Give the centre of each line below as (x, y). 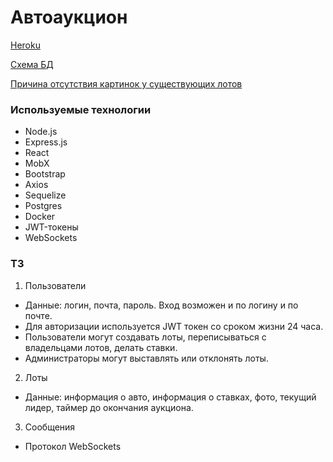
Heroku (25, 45)
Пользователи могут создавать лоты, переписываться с (145, 337)
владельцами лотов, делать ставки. (101, 347)
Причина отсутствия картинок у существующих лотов (126, 83)
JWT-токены (51, 227)
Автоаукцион (69, 17)
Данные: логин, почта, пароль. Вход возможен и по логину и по (161, 305)
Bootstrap (45, 174)
